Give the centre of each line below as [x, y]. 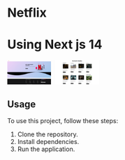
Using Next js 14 [55, 45]
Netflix [27, 13]
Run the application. [46, 149]
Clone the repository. [47, 134]
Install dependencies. [48, 142]
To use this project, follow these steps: [63, 121]
